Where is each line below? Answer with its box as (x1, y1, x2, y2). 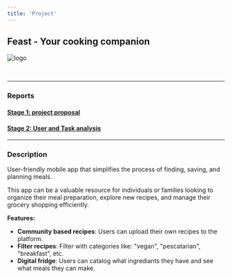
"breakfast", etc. (17, 249, 64, 258)
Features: (7, 214, 36, 222)
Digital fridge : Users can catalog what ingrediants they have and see (17, 257, 214, 265)
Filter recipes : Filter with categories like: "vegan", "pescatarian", (17, 242, 201, 251)
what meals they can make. (17, 264, 95, 273)
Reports (7, 91, 35, 101)
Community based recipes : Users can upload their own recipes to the (17, 227, 217, 235)
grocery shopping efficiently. (7, 201, 90, 209)
